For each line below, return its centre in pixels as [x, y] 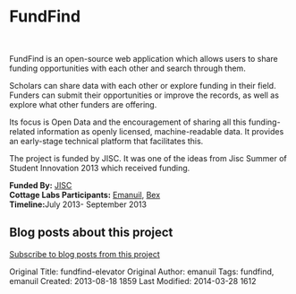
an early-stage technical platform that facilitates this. [106, 141]
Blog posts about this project [91, 233]
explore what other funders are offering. [83, 104]
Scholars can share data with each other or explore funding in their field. [143, 85]
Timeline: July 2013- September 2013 [78, 204]
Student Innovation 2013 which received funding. [100, 168]
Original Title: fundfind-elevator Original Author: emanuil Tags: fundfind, [142, 272]
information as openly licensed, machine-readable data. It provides [161, 131]
